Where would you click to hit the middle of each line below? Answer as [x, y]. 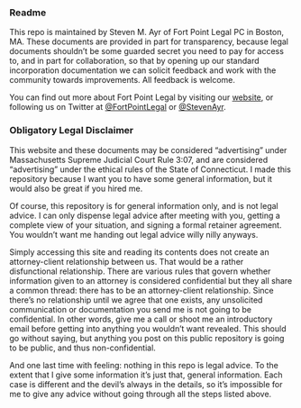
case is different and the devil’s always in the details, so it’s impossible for [146, 384]
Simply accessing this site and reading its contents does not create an [139, 252]
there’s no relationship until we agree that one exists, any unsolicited [136, 300]
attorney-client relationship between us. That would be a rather [127, 261]
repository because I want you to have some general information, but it [141, 178]
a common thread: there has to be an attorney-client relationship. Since [141, 290]
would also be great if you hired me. [76, 188]
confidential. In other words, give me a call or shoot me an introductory [141, 319]
